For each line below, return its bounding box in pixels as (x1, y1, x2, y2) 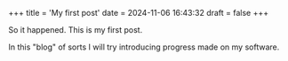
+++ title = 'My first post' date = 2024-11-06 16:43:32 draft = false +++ (8, 8, 269, 18)
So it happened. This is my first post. (8, 25, 143, 34)
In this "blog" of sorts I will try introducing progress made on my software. (8, 42, 280, 52)
